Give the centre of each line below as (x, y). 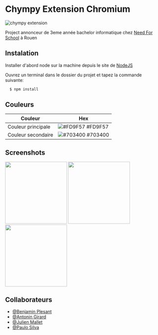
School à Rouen (21, 38)
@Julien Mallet (27, 322)
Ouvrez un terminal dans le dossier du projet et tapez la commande (74, 75)
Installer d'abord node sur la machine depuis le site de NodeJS (69, 65)
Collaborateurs (29, 300)
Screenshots (25, 152)
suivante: (14, 80)
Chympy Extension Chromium (68, 9)
